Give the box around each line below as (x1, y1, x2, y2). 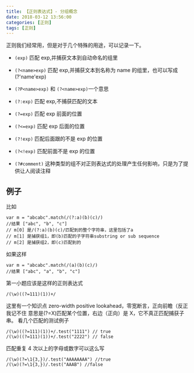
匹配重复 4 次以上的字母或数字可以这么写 (6, 345, 105, 352)
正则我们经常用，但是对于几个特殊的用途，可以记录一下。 (6, 42, 144, 49)
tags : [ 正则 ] (6, 25, 36, 31)
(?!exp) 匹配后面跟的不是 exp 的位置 (14, 135, 103, 143)
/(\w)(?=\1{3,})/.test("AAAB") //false (6, 362, 103, 368)
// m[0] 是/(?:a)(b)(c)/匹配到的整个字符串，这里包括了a (6, 227, 133, 233)
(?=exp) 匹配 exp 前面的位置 (14, 110, 82, 117)
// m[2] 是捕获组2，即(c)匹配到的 (6, 240, 81, 246)
